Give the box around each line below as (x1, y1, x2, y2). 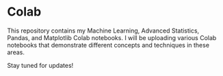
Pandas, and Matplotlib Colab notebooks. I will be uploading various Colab (7, 33, 217, 41)
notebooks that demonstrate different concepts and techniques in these (7, 41, 210, 49)
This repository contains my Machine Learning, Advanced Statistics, (7, 26, 200, 35)
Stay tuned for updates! (7, 61, 74, 69)
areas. (7, 48, 25, 56)
